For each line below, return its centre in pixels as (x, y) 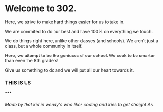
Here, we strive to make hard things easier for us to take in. (65, 22)
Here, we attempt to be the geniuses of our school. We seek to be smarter (80, 55)
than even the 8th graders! (32, 60)
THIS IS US (18, 82)
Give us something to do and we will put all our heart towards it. (69, 70)
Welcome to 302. (41, 9)
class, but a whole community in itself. (44, 46)
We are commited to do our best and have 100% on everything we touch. (79, 31)
